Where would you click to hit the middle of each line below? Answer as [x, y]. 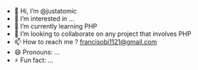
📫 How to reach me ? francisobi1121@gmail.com [85, 42]
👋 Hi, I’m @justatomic [45, 11]
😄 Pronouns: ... [37, 52]
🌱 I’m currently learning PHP [56, 26]
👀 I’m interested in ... [44, 19]
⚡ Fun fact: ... [33, 60]
